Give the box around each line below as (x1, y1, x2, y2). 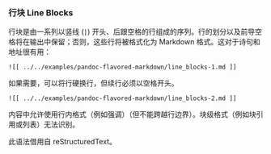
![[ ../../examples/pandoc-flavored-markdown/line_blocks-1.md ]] (8, 63, 237, 72)
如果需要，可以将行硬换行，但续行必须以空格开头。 (8, 78, 179, 88)
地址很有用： (8, 47, 51, 57)
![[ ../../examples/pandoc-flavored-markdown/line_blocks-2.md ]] (8, 94, 237, 102)
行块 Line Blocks (8, 6, 74, 18)
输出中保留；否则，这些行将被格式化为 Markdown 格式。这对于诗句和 (29, 37, 260, 47)
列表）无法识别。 (22, 119, 79, 130)
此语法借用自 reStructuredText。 (8, 137, 117, 147)
